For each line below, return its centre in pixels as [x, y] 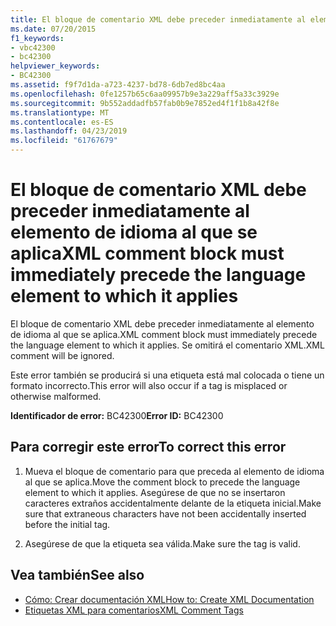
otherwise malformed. [56, 396]
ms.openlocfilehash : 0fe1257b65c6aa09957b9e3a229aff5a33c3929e [145, 94]
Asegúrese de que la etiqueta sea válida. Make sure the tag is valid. [162, 543]
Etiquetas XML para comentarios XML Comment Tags [134, 610]
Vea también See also [77, 575]
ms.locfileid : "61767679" [64, 141]
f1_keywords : [37, 38]
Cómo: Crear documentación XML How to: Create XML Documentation [169, 599]
